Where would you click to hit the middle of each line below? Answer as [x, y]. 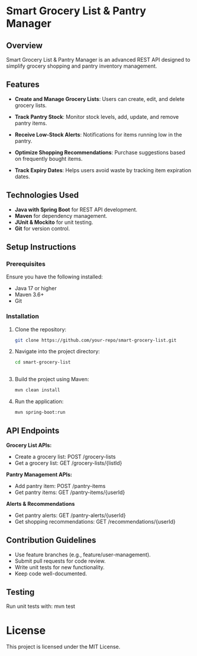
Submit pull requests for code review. [60, 561]
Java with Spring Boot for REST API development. [76, 210]
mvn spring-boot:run [40, 413]
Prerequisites [26, 264]
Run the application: [39, 401]
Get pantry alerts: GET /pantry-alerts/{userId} [70, 515]
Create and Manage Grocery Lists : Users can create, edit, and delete [100, 99]
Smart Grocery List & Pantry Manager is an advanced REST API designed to [98, 60]
